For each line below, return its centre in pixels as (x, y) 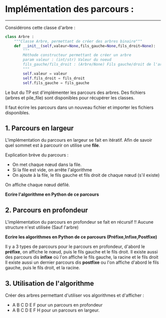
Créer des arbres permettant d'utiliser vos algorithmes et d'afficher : (75, 295)
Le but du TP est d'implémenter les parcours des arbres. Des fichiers (75, 92)
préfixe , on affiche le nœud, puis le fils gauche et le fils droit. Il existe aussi (82, 252)
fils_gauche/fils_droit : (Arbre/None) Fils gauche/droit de (87, 65)
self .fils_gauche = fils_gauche (56, 83)
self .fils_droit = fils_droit (54, 78)
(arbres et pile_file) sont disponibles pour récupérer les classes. (70, 97)
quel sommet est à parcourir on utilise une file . (53, 146)
